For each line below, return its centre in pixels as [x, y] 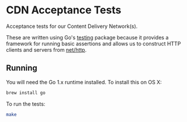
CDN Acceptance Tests [64, 10]
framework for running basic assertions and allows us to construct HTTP [93, 44]
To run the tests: [26, 104]
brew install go [26, 93]
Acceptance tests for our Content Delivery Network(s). [72, 26]
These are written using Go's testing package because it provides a [87, 37]
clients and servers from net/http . [46, 49]
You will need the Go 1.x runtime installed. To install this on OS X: [84, 82]
